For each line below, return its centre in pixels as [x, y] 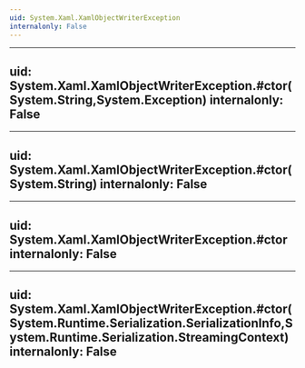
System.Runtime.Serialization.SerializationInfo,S [151, 323]
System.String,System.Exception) [108, 99]
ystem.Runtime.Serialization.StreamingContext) [149, 338]
